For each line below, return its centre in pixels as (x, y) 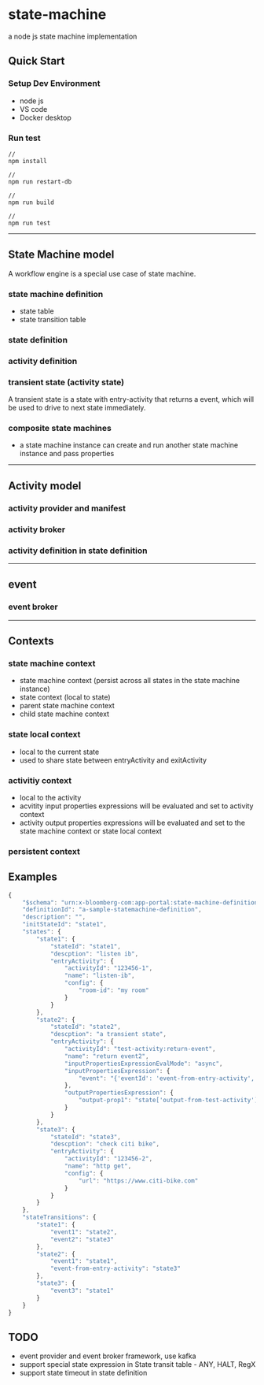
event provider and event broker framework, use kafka (108, 1356)
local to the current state (59, 752)
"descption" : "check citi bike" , (104, 1144)
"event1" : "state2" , (84, 1232)
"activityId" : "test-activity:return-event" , (140, 1049)
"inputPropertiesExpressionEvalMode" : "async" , (143, 1064)
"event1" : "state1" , (84, 1261)
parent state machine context (67, 706)
